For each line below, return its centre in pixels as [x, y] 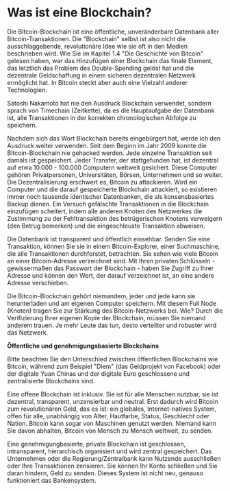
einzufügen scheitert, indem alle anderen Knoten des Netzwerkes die [105, 211]
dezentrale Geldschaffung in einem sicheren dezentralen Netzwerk [102, 75]
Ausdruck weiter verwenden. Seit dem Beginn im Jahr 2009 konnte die [107, 145]
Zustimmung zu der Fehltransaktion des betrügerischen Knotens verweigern [115, 218]
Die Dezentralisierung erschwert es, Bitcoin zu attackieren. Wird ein [102, 182]
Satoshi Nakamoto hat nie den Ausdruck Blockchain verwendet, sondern [110, 103]
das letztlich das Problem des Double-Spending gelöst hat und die [101, 68]
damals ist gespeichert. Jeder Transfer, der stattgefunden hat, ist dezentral [113, 160]
